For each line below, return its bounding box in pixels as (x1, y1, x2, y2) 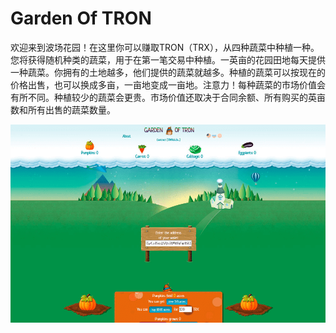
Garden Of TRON (10, 7, 152, 30)
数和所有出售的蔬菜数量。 (10, 103, 116, 116)
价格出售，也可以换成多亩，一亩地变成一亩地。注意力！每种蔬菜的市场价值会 (10, 78, 326, 91)
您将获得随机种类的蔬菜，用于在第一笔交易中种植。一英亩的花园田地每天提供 (10, 53, 326, 66)
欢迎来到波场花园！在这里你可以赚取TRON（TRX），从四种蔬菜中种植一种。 (10, 41, 320, 53)
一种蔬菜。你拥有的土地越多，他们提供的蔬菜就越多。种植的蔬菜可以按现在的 (10, 66, 326, 78)
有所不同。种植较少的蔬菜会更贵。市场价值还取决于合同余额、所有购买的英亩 (10, 91, 326, 103)
